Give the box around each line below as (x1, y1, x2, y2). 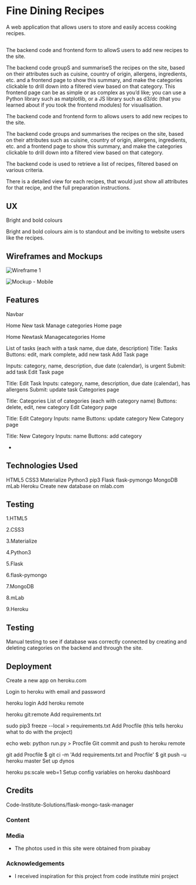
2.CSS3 (6, 526, 25, 533)
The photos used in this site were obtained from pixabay (14, 845, 151, 852)
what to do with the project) (6, 729, 73, 736)
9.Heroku (6, 606, 29, 613)
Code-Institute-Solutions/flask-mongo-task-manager (6, 801, 134, 808)
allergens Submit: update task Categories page (6, 386, 119, 393)
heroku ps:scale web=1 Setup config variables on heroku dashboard (6, 769, 171, 776)
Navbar (6, 310, 24, 317)
